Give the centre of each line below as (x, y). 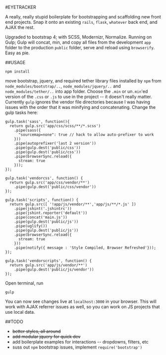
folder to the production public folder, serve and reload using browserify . (80, 47)
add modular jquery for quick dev (46, 337)
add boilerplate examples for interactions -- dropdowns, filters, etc (80, 342)
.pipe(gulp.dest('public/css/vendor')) (55, 187)
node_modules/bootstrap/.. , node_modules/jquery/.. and (63, 86)
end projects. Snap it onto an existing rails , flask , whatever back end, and (81, 22)
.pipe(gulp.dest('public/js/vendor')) (54, 269)
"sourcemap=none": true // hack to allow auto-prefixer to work (86, 135)
